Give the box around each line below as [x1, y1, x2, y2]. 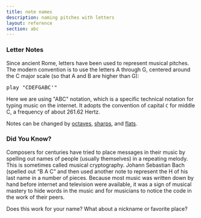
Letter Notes [6, 46, 44, 54]
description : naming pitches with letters [6, 14, 115, 21]
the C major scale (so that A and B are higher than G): [6, 72, 139, 79]
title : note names [6, 8, 53, 15]
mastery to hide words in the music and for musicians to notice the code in [6, 187, 192, 194]
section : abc [6, 25, 39, 32]
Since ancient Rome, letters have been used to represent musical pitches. [6, 59, 190, 66]
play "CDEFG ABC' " [6, 84, 57, 91]
